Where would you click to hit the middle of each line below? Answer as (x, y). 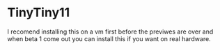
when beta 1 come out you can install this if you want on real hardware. (109, 38)
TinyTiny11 (39, 13)
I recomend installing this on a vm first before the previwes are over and (110, 32)
